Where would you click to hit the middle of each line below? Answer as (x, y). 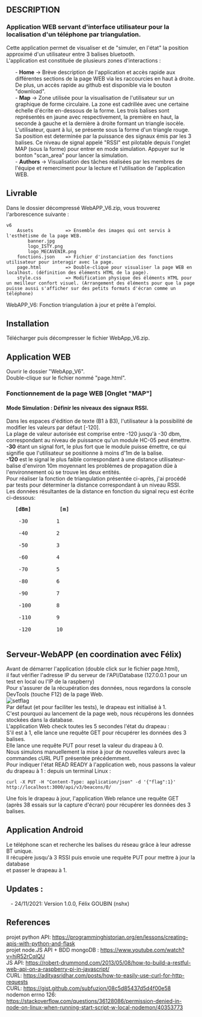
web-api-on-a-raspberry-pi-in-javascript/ (58, 969)
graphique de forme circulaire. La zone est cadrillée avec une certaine (102, 104)
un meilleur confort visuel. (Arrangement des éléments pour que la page (101, 283)
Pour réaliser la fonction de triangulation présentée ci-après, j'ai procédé (96, 479)
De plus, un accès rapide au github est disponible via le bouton (93, 85)
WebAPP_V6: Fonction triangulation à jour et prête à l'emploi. (81, 305)
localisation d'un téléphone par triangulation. (74, 34)
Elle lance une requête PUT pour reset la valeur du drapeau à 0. (85, 746)
